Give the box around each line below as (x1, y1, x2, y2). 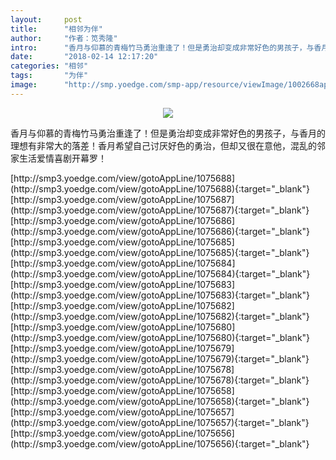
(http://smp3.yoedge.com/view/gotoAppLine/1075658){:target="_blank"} (10, 395, 310, 407)
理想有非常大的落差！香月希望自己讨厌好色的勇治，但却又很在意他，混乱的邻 (10, 139, 326, 151)
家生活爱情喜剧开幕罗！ (10, 152, 107, 164)
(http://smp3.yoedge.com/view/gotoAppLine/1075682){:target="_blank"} (10, 310, 310, 322)
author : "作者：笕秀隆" (10, 33, 118, 43)
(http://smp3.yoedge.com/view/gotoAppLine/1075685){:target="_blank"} (10, 246, 310, 258)
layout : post (10, 14, 83, 25)
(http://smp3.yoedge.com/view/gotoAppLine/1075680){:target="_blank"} (10, 331, 311, 343)
